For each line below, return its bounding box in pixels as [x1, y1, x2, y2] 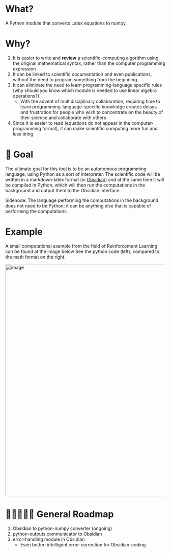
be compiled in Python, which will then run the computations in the [5, 182, 145, 188]
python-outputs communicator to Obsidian [12, 531, 102, 537]
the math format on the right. [5, 254, 66, 260]
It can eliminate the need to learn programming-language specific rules [12, 82, 162, 88]
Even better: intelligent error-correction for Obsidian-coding [20, 541, 146, 547]
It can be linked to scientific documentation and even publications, [12, 71, 152, 77]
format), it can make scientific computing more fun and [42, 125, 158, 131]
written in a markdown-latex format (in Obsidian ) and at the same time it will [5, 176, 164, 182]
